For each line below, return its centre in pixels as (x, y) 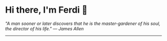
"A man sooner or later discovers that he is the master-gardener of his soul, (83, 23)
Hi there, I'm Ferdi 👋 (46, 10)
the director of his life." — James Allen (44, 28)
